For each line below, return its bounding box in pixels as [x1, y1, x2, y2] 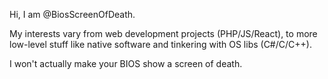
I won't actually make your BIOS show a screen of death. [9, 58, 243, 69]
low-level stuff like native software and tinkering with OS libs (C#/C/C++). [9, 39, 312, 50]
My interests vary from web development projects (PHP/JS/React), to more [9, 28, 318, 39]
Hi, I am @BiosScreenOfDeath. [9, 9, 136, 20]
